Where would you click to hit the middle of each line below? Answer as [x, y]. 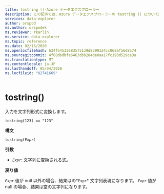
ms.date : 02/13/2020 [26, 46]
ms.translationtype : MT [29, 60]
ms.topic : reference [26, 42]
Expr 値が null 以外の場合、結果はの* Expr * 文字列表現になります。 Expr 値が [81, 180]
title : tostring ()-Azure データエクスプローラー [52, 10]
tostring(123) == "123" [29, 121]
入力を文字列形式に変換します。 [37, 111]
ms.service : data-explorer [32, 37]
